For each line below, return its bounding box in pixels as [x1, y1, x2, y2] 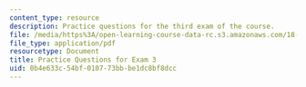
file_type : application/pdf [9, 38, 117, 48]
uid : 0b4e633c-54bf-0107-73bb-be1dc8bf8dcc [9, 64, 178, 73]
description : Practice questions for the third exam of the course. [9, 22, 275, 31]
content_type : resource [9, 13, 100, 23]
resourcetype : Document [9, 47, 100, 56]
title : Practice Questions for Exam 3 [9, 55, 157, 64]
